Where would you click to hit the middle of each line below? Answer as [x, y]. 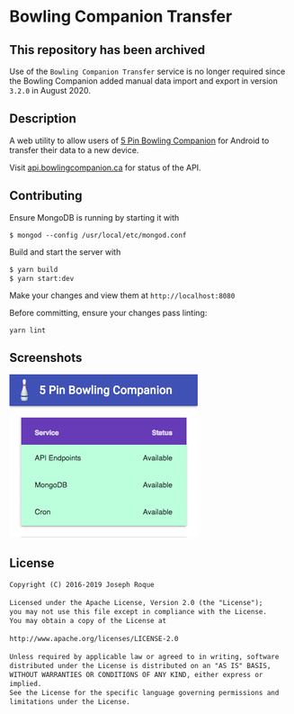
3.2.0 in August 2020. [50, 90]
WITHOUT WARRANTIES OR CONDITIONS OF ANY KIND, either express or [136, 675]
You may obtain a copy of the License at [88, 621]
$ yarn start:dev [42, 278]
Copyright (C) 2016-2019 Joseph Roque [82, 585]
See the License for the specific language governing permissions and [144, 693]
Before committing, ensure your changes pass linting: [108, 312]
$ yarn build [34, 269]
